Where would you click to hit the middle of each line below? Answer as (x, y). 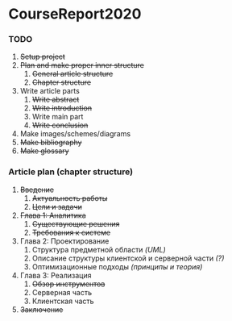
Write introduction (62, 108)
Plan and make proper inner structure (82, 65)
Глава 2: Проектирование (64, 241)
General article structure (72, 74)
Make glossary (45, 151)
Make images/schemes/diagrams (75, 134)
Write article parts (50, 91)
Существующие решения (76, 223)
